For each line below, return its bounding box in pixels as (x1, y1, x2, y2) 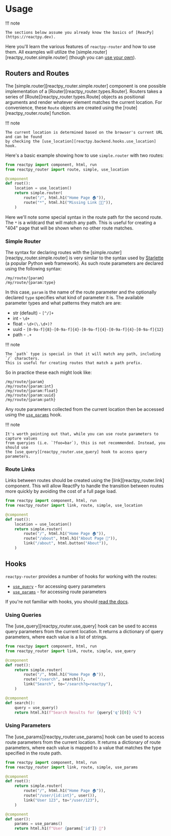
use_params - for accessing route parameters (12, 589, 107, 595)
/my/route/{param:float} (5, 388, 58, 393)
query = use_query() (14, 705, 58, 710)
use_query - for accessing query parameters (12, 583, 106, 589)
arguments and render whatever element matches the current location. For (5, 99, 162, 105)
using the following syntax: (5, 265, 62, 271)
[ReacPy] (135, 30, 154, 35)
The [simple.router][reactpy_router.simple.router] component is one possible (5, 82, 166, 89)
